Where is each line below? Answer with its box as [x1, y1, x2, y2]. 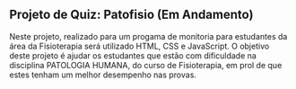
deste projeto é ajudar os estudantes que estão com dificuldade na [9, 49, 257, 61]
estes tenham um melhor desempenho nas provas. [9, 69, 197, 80]
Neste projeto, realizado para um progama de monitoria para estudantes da [9, 31, 288, 41]
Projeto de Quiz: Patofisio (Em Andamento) [9, 7, 254, 22]
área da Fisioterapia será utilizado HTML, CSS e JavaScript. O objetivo [9, 40, 270, 51]
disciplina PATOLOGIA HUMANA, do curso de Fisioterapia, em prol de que [9, 59, 283, 70]
